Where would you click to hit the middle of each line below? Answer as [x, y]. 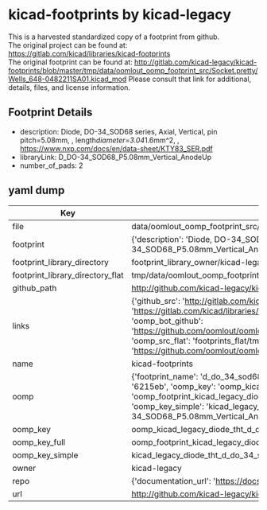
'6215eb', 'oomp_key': [173, 386]
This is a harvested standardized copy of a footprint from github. [114, 37]
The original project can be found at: [68, 45]
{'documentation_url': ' [173, 481]
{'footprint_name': [164, 376]
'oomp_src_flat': [161, 341]
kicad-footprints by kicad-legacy [120, 15]
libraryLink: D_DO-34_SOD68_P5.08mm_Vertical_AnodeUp [116, 157]
